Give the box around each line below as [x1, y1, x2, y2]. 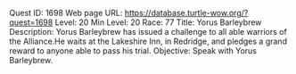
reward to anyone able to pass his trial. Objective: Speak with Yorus [9, 45, 257, 56]
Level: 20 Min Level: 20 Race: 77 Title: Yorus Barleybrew [54, 17, 262, 28]
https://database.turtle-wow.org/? [124, 8, 249, 18]
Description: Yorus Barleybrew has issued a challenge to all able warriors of [9, 27, 287, 37]
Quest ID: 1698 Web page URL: [9, 8, 123, 18]
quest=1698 [9, 17, 53, 28]
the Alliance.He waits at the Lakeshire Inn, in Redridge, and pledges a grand [9, 36, 288, 46]
